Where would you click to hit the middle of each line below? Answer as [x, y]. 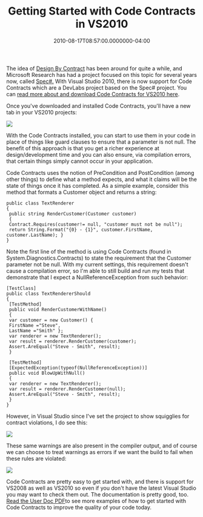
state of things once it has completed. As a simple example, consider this [98, 185]
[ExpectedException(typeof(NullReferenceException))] [78, 367]
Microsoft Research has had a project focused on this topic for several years [101, 74]
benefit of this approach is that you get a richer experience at [83, 148]
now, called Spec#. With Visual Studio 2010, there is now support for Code [99, 81]
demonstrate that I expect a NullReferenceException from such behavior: [97, 277]
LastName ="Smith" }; [36, 331]
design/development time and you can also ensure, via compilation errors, [99, 154]
